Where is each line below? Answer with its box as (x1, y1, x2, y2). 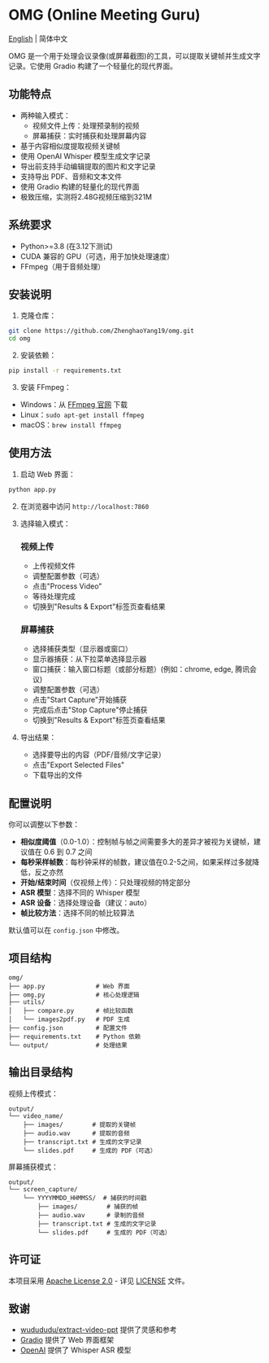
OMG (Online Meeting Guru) (8, 6, 201, 24)
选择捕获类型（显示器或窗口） (32, 644, 132, 654)
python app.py (8, 485, 57, 493)
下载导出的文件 (32, 770, 83, 780)
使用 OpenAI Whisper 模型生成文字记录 (20, 151, 151, 160)
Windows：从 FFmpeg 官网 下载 (20, 400, 128, 409)
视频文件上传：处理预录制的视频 (32, 121, 140, 130)
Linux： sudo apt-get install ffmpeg (20, 410, 145, 419)
